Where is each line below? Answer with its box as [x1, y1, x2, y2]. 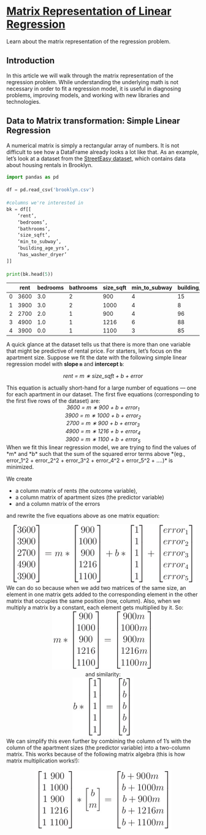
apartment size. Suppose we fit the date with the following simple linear [6, 353, 187, 361]
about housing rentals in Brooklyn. [6, 161, 93, 168]
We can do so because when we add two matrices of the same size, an [6, 584, 186, 591]
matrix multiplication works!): [6, 757, 80, 764]
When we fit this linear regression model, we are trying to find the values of [6, 444, 197, 451]
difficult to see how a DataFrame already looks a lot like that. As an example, [6, 148, 199, 155]
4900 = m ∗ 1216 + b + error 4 [65, 428, 141, 436]
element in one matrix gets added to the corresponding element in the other [6, 590, 198, 598]
